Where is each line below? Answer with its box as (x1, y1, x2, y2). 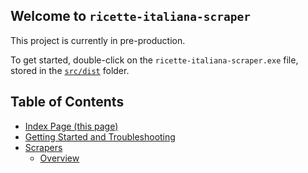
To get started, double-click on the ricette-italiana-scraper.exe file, (10, 54, 299, 66)
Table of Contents (10, 94, 125, 111)
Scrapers (24, 141, 63, 153)
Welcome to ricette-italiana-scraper (10, 8, 252, 25)
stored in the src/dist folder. (10, 64, 130, 76)
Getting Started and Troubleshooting (24, 130, 176, 143)
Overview (39, 152, 80, 164)
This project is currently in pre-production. (10, 34, 186, 46)
